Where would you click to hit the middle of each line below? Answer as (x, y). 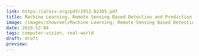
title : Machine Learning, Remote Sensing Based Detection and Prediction (99, 17)
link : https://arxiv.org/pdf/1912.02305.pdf (62, 11)
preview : (17, 44)
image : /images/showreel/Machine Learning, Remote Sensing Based (88, 22)
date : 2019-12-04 (28, 28)
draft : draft (22, 38)
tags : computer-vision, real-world (50, 33)
